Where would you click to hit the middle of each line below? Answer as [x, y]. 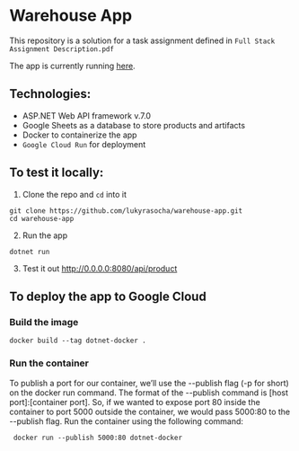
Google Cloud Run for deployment [84, 144]
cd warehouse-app [42, 218]
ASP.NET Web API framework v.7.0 [86, 115]
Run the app [45, 235]
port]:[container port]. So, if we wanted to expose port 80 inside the [135, 402]
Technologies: [50, 94]
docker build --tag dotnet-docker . [78, 341]
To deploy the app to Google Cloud [108, 296]
